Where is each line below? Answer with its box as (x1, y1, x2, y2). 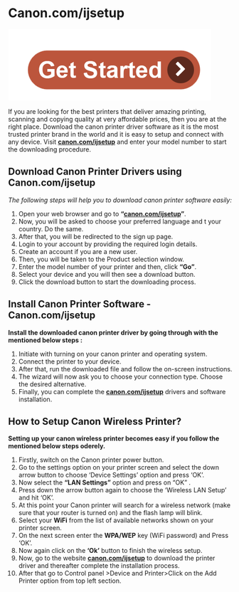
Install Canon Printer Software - (8, 298, 152, 310)
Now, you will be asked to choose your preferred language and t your (18, 217, 221, 226)
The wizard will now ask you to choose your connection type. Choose (18, 372, 223, 381)
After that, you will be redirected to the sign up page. (18, 232, 174, 240)
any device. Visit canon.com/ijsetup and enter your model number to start (8, 137, 227, 146)
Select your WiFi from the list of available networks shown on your (18, 516, 214, 524)
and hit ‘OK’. (18, 493, 54, 502)
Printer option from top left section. (18, 576, 122, 585)
